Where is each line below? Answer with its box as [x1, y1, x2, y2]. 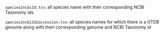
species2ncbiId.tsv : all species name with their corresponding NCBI [5, 4, 145, 10]
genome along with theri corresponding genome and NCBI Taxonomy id [5, 24, 152, 30]
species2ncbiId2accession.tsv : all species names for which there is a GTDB [5, 19, 160, 25]
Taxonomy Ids [5, 9, 34, 15]
